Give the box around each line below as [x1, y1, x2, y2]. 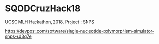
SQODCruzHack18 [5, 3, 81, 14]
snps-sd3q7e [5, 33, 32, 39]
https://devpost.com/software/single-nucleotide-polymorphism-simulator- [5, 28, 154, 34]
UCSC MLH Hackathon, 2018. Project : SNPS [5, 19, 95, 25]
